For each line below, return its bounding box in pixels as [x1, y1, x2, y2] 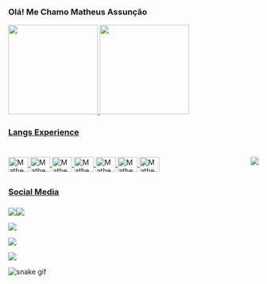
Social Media [8, 186, 60, 197]
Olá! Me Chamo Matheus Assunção [8, 6, 148, 18]
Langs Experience [8, 126, 79, 138]
